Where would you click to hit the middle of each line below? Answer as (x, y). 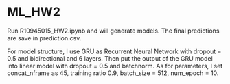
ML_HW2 (34, 12)
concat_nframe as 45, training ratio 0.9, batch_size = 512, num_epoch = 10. (113, 73)
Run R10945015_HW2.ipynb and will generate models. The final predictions (113, 31)
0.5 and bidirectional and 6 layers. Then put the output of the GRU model (110, 58)
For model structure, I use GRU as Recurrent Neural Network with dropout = (114, 51)
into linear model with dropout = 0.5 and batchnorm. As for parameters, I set (115, 66)
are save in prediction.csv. (44, 38)
